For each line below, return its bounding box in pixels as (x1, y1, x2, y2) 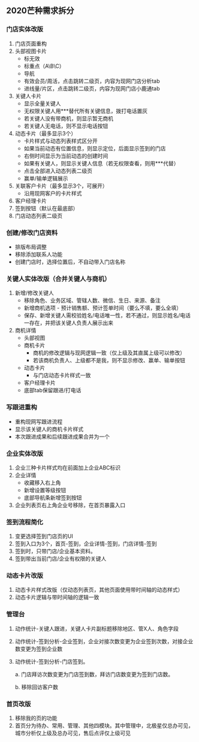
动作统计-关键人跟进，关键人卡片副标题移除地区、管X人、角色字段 (14, 625, 179, 632)
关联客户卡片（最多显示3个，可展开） (14, 182, 108, 189)
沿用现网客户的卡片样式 (23, 189, 82, 196)
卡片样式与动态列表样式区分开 (23, 137, 98, 144)
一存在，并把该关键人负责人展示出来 (23, 319, 114, 326)
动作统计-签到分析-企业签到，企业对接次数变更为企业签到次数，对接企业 (14, 637, 194, 645)
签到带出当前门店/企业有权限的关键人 (14, 555, 107, 562)
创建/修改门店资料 (6, 228, 58, 237)
